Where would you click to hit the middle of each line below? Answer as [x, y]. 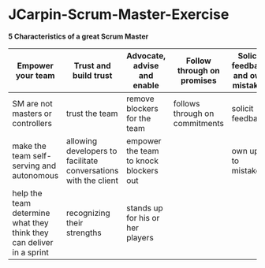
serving [26, 166]
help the [27, 193]
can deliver [33, 242]
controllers [32, 123]
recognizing [88, 213]
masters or [32, 114]
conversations [92, 170]
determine [31, 213]
